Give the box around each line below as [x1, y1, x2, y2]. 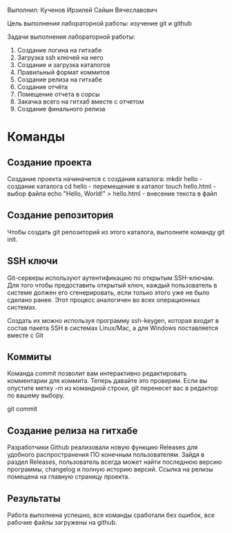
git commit [7, 404, 38, 413]
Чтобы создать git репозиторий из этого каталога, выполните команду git [7, 227, 225, 236]
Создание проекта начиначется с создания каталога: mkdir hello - [7, 175, 202, 183]
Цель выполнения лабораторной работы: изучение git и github [7, 19, 192, 27]
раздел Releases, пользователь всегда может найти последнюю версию [7, 458, 222, 466]
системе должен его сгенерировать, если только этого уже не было [7, 288, 210, 297]
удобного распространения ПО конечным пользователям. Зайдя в [7, 451, 205, 459]
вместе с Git [7, 331, 43, 339]
